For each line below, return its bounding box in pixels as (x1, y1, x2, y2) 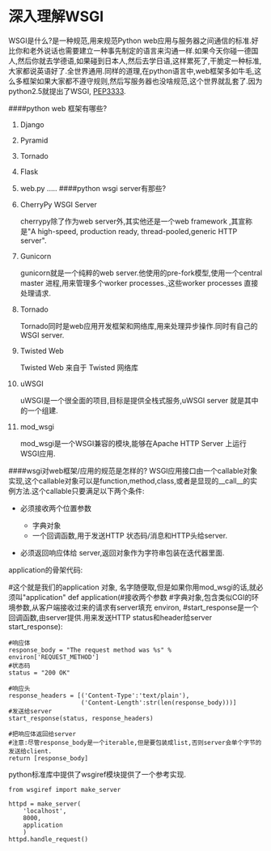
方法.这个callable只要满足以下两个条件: (15, 486, 145, 496)
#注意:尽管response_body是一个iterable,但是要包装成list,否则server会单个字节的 (8, 738, 262, 747)
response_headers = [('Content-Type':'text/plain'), (8, 691, 190, 700)
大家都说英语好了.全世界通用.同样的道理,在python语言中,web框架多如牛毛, (8, 66, 255, 75)
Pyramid (19, 135, 49, 145)
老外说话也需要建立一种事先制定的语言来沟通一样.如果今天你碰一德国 (29, 45, 259, 55)
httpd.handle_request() (8, 835, 89, 843)
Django (19, 119, 44, 130)
